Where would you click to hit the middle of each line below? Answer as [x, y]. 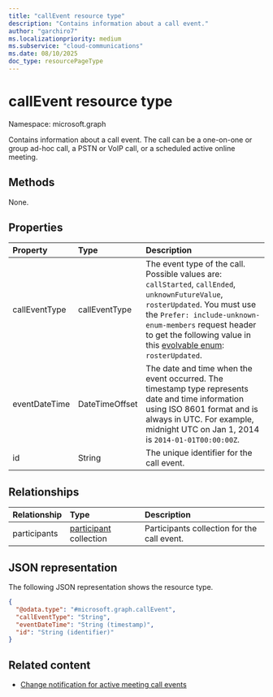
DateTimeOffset [108, 405]
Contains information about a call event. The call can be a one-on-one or [130, 140]
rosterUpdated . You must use [201, 305]
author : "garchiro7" [43, 31]
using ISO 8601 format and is [202, 409]
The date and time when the [199, 369]
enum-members [171, 325]
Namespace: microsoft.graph [57, 123]
